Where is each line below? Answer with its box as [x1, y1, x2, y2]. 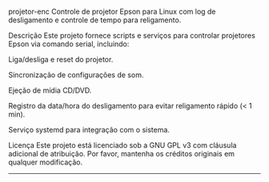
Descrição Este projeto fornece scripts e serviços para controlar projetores [8, 31, 256, 40]
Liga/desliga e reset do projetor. [8, 55, 114, 64]
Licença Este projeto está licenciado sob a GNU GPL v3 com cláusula [8, 140, 237, 150]
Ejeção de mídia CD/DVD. [8, 85, 92, 95]
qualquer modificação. [8, 157, 82, 167]
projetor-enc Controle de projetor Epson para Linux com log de [8, 7, 216, 16]
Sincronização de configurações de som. [8, 70, 144, 79]
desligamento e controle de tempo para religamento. [8, 15, 182, 25]
